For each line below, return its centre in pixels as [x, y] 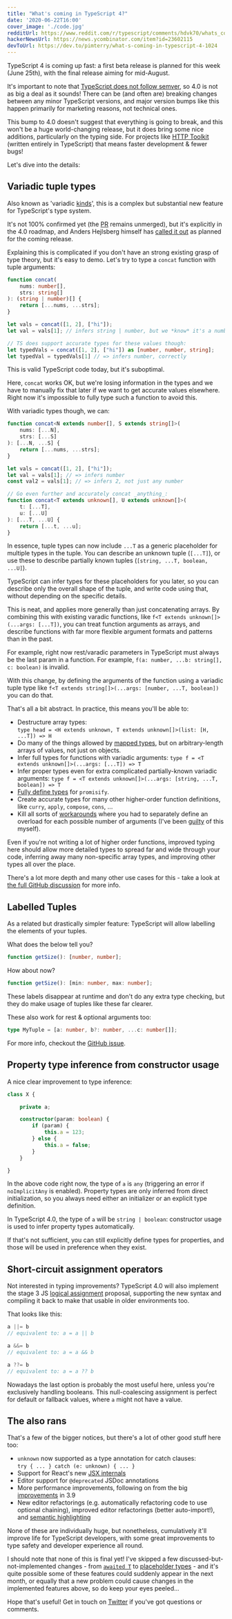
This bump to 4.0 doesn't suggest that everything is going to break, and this [115, 122]
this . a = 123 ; [64, 1132]
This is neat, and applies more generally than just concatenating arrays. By [113, 609]
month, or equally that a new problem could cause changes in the [100, 1581]
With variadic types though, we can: [58, 411]
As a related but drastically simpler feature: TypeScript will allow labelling [111, 924]
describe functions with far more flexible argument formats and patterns [110, 632]
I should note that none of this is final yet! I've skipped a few [93, 1559]
